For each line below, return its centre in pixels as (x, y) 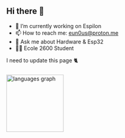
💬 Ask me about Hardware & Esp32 (59, 42)
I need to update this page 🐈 (42, 60)
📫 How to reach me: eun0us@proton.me (67, 33)
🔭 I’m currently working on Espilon (58, 26)
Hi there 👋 (25, 11)
